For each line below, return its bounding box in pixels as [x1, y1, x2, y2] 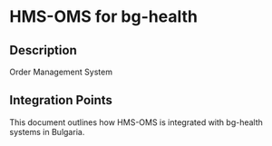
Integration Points [9, 92, 113, 108]
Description [9, 43, 77, 58]
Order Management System [9, 66, 113, 77]
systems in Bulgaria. [9, 126, 85, 137]
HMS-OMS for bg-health [9, 6, 198, 27]
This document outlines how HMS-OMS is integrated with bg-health [9, 116, 263, 128]
